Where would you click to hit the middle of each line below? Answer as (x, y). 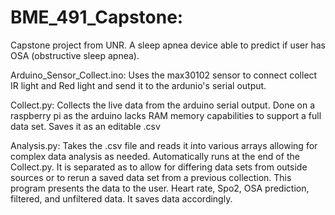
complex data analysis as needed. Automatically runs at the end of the (155, 156)
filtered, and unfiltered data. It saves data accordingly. (121, 198)
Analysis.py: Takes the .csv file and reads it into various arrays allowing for (164, 145)
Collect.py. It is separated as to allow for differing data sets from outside (159, 167)
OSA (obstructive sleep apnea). (75, 55)
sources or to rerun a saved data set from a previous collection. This (151, 177)
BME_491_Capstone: (97, 17)
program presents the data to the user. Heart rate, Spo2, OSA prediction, (160, 188)
